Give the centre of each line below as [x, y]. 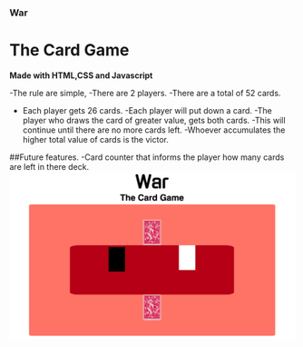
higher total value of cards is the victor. [96, 139]
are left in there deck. [49, 166]
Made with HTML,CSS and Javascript [81, 75]
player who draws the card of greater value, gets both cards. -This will [154, 120]
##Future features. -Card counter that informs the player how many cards [147, 157]
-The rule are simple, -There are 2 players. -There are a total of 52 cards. [145, 93]
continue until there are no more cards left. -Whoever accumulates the [154, 130]
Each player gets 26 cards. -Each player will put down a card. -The [147, 110]
